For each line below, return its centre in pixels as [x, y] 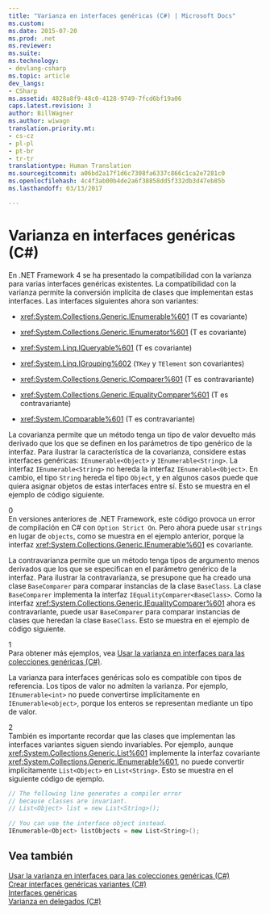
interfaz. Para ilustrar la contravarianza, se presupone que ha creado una [130, 577]
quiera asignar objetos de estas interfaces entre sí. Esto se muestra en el [129, 486]
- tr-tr [21, 158]
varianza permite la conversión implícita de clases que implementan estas [131, 292]
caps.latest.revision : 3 [50, 106]
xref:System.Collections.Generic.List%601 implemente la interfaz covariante [134, 753]
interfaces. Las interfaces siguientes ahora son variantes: [104, 300]
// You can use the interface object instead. [88, 824]
